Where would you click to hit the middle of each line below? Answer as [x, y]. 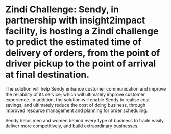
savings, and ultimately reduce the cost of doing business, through [76, 105]
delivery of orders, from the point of [83, 53]
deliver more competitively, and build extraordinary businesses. [72, 126]
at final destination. [47, 75]
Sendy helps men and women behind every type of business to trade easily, [85, 120]
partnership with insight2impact [75, 20]
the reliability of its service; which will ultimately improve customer [75, 94]
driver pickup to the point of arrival [81, 64]
